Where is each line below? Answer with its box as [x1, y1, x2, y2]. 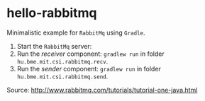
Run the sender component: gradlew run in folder [16, 64, 161, 73]
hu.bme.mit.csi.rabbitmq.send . [16, 72, 109, 81]
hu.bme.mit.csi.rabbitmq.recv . [16, 57, 109, 65]
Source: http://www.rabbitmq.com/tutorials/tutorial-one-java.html [6, 85, 198, 94]
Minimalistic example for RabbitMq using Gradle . [6, 28, 146, 37]
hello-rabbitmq [6, 5, 97, 21]
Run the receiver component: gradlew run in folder [16, 49, 165, 58]
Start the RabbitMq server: [16, 42, 92, 50]
